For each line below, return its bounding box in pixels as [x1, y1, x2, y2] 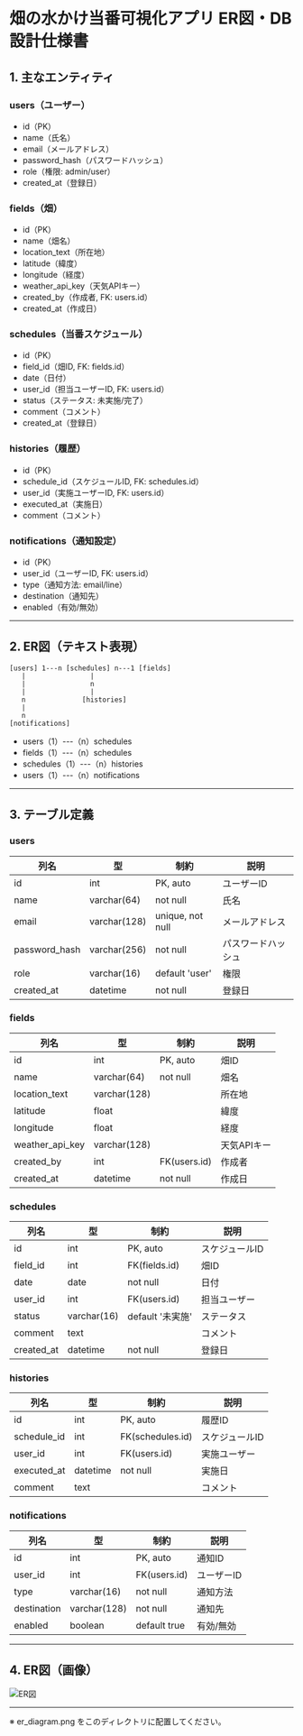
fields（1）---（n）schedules [22, 747, 133, 758]
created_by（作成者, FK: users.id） [22, 292, 153, 303]
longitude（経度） [22, 270, 90, 280]
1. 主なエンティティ [9, 69, 115, 85]
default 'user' [154, 967, 212, 979]
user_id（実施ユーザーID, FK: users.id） [22, 487, 170, 498]
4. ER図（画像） [9, 1663, 98, 1678]
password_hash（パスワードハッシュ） [22, 154, 169, 165]
